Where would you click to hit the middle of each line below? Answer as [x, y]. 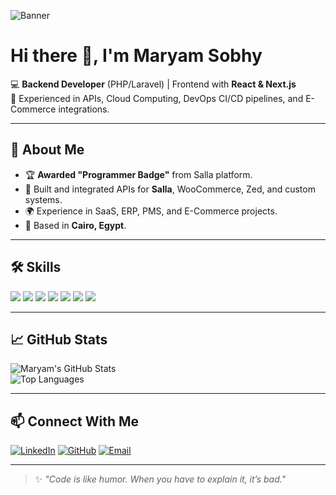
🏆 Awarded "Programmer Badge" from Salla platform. [138, 174]
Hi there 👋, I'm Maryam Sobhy [136, 56]
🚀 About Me [47, 150]
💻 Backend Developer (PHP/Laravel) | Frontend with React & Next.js [153, 84]
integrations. [84, 109]
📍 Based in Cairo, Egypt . [75, 225]
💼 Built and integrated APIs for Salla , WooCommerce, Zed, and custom [170, 189]
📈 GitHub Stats [59, 339]
